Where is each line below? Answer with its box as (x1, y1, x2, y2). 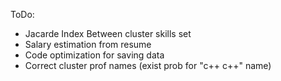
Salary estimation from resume (24, 39, 152, 50)
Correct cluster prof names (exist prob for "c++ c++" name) (24, 60, 272, 71)
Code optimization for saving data (24, 49, 165, 61)
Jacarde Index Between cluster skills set (24, 28, 192, 39)
